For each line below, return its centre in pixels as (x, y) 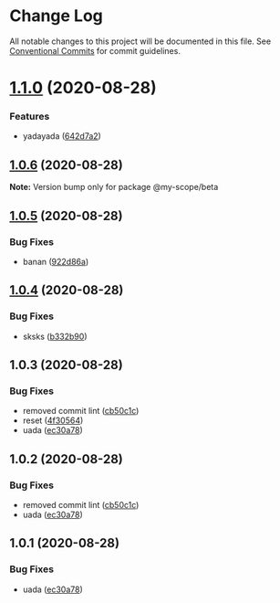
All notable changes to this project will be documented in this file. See (140, 41)
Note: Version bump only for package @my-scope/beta (114, 187)
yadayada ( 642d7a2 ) (62, 136)
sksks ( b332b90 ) (55, 336)
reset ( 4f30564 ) (53, 420)
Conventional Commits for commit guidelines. (95, 50)
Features (30, 117)
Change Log (56, 16)
